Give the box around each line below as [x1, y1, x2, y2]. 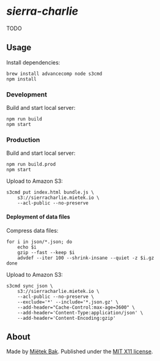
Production [6, 135, 40, 144]
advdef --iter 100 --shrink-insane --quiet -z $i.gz [17, 255, 155, 261]
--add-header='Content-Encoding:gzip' [17, 315, 116, 321]
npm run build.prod [6, 161, 56, 168]
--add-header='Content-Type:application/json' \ [17, 309, 144, 316]
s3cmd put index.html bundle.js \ [6, 189, 95, 196]
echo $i [17, 244, 37, 250]
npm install [6, 76, 37, 82]
